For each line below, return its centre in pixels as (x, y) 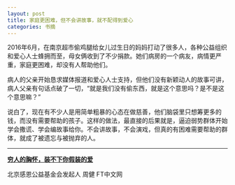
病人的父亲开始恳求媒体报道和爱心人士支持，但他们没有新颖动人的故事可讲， (117, 80)
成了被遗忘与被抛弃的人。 (62, 138)
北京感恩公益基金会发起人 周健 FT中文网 (65, 175)
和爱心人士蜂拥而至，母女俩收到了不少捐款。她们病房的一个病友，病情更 (111, 56)
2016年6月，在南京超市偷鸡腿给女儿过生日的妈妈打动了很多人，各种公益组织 (117, 47)
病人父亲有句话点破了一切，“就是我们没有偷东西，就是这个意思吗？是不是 (113, 89)
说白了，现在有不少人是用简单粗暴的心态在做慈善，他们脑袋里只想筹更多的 (114, 112)
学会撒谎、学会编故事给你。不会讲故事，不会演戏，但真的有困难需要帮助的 (114, 129)
